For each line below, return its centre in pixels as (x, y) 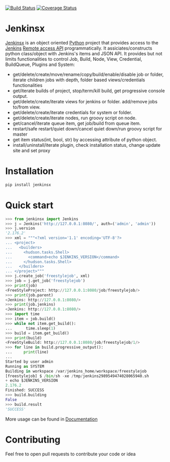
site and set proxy (32, 150)
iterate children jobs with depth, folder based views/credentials (79, 80)
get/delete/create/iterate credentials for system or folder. (72, 112)
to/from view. (26, 107)
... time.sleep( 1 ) (31, 328)
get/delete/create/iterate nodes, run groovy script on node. (75, 118)
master (20, 134)
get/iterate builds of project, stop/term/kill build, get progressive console (89, 91)
